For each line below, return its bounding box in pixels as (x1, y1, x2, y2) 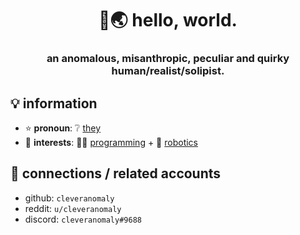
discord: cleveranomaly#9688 (24, 213, 142, 225)
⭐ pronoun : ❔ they (24, 122, 102, 134)
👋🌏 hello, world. (98, 9, 238, 32)
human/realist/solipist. (111, 64, 225, 78)
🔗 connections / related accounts (10, 165, 222, 182)
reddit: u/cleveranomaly (24, 202, 122, 214)
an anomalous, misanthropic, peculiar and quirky (46, 52, 290, 66)
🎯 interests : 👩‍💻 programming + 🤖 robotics (24, 136, 198, 148)
